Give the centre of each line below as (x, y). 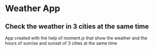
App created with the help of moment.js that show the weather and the (76, 38)
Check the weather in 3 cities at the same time (77, 26)
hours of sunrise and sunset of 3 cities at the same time (61, 43)
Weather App (33, 8)
